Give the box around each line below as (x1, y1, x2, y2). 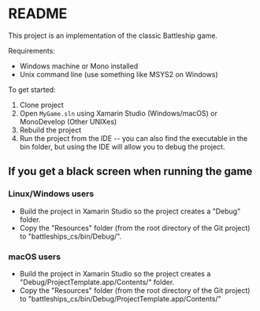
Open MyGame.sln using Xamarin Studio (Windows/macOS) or (19, 108, 218, 118)
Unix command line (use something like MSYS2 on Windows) (19, 69, 218, 79)
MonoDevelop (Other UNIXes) (19, 117, 117, 126)
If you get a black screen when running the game (8, 165, 253, 178)
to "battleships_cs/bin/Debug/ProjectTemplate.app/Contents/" (19, 294, 222, 303)
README (8, 5, 68, 23)
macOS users (8, 251, 61, 262)
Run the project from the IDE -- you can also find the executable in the (19, 133, 248, 143)
